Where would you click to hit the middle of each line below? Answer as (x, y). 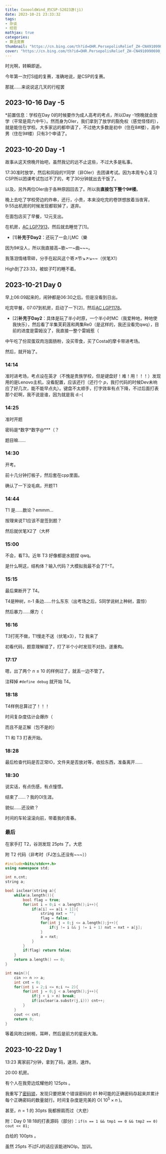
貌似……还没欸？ (22, 808)
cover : (12, 51)
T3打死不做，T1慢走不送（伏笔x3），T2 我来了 (52, 636)
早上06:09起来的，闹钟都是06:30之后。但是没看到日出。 (63, 297)
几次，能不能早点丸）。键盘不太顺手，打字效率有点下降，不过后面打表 (88, 388)
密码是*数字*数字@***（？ (32, 429)
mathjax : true (20, 33)
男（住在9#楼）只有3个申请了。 (38, 133)
